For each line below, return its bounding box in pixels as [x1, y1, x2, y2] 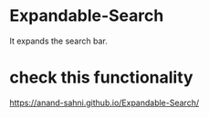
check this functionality [9, 67, 193, 88]
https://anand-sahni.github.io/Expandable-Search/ [9, 97, 199, 108]
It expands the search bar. [9, 35, 108, 46]
